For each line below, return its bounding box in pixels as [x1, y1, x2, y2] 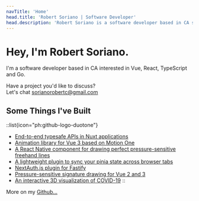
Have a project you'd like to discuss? [6, 82, 96, 89]
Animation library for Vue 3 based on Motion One [14, 140, 135, 147]
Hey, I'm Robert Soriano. [6, 45, 129, 59]
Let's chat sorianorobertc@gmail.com [6, 89, 98, 96]
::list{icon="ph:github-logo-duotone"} [6, 122, 98, 129]
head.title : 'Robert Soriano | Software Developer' [6, 14, 136, 20]
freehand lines [14, 152, 50, 159]
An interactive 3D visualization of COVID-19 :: [14, 177, 126, 184]
